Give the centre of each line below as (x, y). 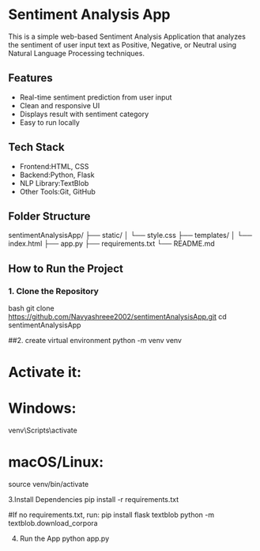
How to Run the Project (66, 268)
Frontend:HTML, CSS (54, 166)
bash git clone (31, 308)
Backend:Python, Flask (57, 175)
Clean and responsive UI (60, 105)
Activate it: (45, 372)
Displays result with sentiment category (84, 114)
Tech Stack (36, 147)
